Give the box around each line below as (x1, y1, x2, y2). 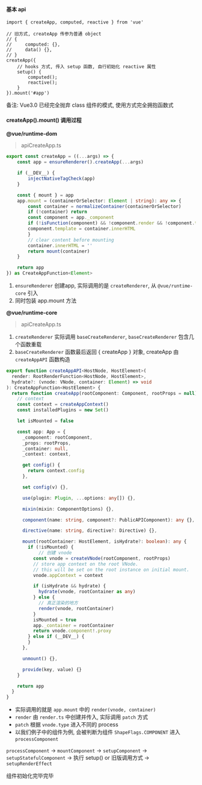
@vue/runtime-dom (6, 130, 58, 137)
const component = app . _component (28, 215, 114, 221)
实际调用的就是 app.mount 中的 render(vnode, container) (14, 706, 156, 713)
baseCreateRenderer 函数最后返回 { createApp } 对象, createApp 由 (14, 348, 179, 356)
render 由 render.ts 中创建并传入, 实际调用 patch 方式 (14, 713, 148, 720)
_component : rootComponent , (22, 434, 93, 440)
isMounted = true (32, 617, 77, 623)
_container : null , (22, 446, 69, 452)
